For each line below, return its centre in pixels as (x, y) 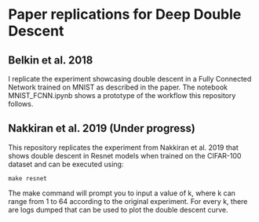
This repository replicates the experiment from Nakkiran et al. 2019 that (123, 147)
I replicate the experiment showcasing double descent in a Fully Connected (130, 79)
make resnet (27, 178)
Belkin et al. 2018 (51, 60)
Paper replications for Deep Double (125, 15)
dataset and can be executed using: (66, 164)
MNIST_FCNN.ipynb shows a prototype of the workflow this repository (122, 95)
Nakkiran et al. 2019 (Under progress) (102, 128)
